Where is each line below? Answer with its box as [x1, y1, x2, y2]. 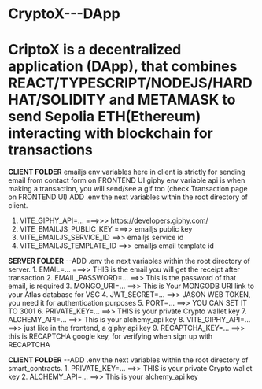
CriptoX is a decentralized [8, 41, 182, 59]
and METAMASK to [109, 91, 236, 109]
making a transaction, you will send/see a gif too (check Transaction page [8, 184, 248, 194]
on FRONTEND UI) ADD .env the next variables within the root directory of [8, 192, 249, 202]
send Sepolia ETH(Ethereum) [8, 108, 201, 126]
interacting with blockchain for [8, 124, 214, 143]
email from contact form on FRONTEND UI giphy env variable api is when [8, 176, 245, 185]
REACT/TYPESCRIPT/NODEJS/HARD [8, 74, 253, 92]
